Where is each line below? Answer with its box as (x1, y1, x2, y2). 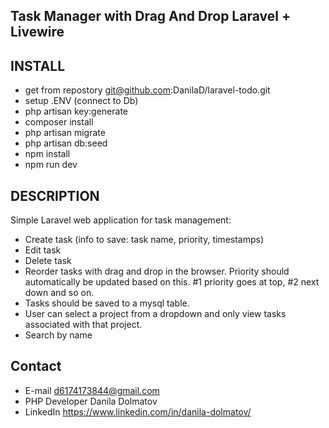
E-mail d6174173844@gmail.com (24, 384, 160, 396)
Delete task (24, 255, 72, 267)
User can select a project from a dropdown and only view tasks (24, 308, 287, 320)
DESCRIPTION (10, 187, 100, 204)
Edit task (24, 244, 62, 256)
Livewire (10, 24, 65, 41)
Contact (10, 358, 62, 375)
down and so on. (24, 287, 95, 299)
